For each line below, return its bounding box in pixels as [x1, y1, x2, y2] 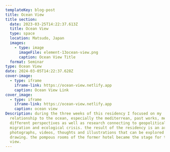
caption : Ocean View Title [18, 54, 76, 60]
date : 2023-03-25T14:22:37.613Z [10, 21, 78, 27]
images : [10, 41, 26, 46]
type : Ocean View [5, 64, 42, 69]
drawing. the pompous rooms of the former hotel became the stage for [10, 135, 162, 140]
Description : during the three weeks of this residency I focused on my [5, 111, 162, 117]
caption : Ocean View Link [14, 87, 69, 93]
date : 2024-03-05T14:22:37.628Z [5, 69, 73, 74]
